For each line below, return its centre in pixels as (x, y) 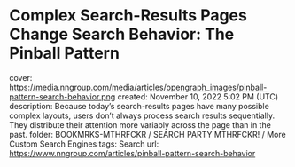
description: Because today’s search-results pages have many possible (140, 106)
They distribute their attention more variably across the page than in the (140, 124)
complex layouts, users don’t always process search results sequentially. (142, 115)
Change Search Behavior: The (122, 34)
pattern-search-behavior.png (62, 96)
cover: (21, 77)
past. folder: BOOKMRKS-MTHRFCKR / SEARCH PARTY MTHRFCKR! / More (147, 134)
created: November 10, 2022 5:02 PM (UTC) (198, 96)
